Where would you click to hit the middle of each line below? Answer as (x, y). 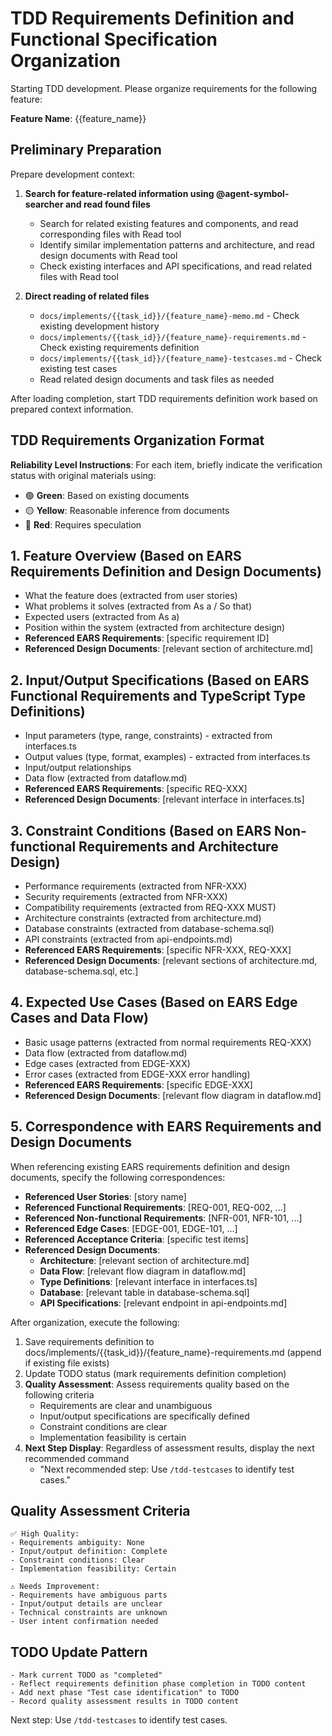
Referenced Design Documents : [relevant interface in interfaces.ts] (164, 799)
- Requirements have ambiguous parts (89, 1595)
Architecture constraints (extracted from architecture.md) (143, 918)
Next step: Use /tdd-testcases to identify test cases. (119, 1720)
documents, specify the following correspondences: (118, 1177)
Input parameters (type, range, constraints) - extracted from (148, 736)
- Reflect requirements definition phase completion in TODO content (158, 1684)
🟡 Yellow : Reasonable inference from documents (127, 510)
